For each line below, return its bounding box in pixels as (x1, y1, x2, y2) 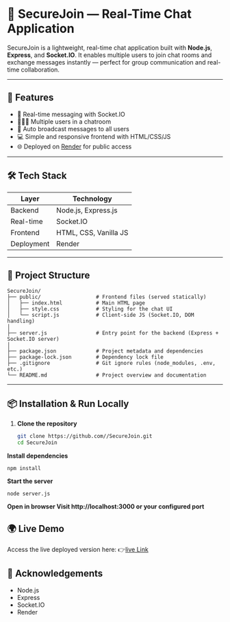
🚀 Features (7, 92, 54, 104)
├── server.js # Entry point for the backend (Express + (7, 330, 219, 337)
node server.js (7, 490, 51, 497)
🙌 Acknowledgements (7, 568, 103, 579)
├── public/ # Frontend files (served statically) (7, 293, 207, 301)
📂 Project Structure (7, 269, 90, 281)
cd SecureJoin (16, 439, 57, 446)
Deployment (10, 238, 50, 248)
